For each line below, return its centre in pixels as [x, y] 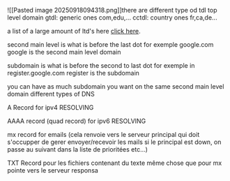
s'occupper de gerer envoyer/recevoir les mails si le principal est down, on [114, 142]
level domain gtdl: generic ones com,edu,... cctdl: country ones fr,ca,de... [112, 17]
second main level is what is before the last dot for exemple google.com [110, 44]
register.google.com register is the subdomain [73, 73]
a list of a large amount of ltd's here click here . [74, 31]
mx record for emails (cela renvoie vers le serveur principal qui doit [103, 135]
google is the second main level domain [64, 52]
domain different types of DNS [51, 94]
